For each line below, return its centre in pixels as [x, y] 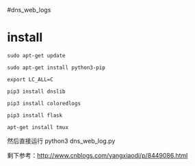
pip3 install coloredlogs [44, 103]
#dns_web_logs [29, 10]
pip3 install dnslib [37, 92]
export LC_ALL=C [30, 79]
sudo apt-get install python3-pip [56, 68]
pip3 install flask [35, 115]
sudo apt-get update [37, 55]
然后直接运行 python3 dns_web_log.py [61, 141]
